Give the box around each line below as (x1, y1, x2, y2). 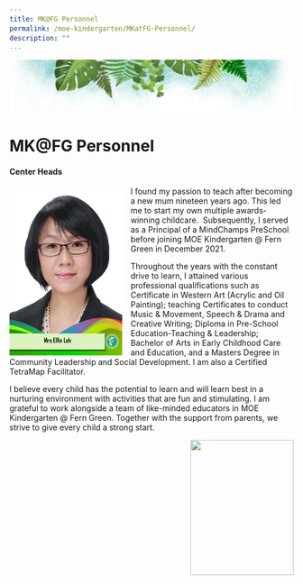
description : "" (9, 33, 70, 42)
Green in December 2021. (130, 243, 225, 254)
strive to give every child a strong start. (9, 422, 155, 433)
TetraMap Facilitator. (9, 366, 86, 378)
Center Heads (9, 166, 63, 177)
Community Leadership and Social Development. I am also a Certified (9, 357, 268, 368)
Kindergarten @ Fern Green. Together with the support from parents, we (9, 413, 279, 424)
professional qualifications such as (130, 280, 260, 291)
